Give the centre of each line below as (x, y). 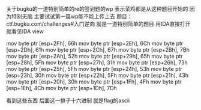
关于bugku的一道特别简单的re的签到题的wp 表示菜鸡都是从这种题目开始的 (97, 9)
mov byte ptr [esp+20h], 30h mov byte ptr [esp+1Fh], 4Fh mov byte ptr (94, 82)
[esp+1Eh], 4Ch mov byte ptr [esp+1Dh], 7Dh (61, 88)
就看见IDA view (25, 31)
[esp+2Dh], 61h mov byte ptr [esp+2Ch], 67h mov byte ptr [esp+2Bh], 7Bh (98, 50)
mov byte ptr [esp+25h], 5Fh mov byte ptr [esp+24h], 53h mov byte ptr (94, 69)
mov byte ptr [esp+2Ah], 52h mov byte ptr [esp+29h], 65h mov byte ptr (94, 56)
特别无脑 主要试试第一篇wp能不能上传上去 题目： (72, 16)
